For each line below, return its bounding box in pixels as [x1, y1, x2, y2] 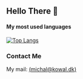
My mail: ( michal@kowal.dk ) [6, 65, 77, 73]
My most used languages [6, 22, 71, 30]
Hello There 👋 [6, 6, 59, 16]
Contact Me [6, 52, 42, 60]
